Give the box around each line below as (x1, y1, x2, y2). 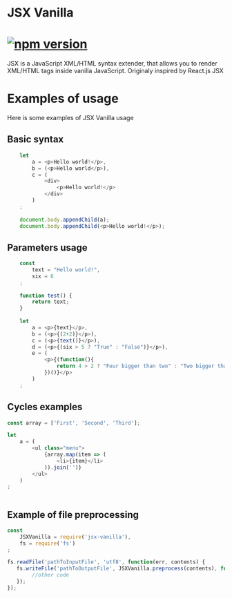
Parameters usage (7, 242, 88, 253)
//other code (32, 572, 70, 579)
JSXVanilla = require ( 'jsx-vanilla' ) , (19, 533, 131, 540)
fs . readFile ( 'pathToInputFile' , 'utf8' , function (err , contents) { (7, 559, 206, 566)
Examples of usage (7, 91, 119, 106)
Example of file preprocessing (7, 509, 139, 521)
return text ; (32, 298, 70, 305)
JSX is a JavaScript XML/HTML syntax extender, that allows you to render (7, 59, 217, 68)
